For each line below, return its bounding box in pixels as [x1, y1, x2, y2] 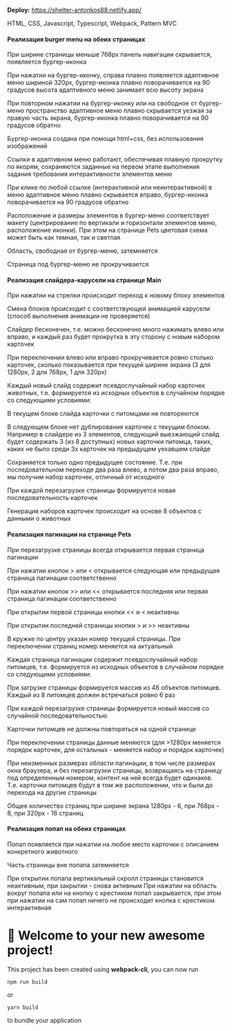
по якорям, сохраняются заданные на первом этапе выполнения [7, 162, 200, 171]
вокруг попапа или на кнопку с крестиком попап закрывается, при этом [7, 889, 222, 897]
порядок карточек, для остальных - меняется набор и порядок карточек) [7, 745, 224, 753]
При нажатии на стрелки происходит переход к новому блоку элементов [7, 291, 225, 300]
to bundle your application [7, 1016, 81, 1024]
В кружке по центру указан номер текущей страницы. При [7, 635, 181, 643]
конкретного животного [7, 847, 78, 856]
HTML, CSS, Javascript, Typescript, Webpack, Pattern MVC [7, 19, 177, 27]
